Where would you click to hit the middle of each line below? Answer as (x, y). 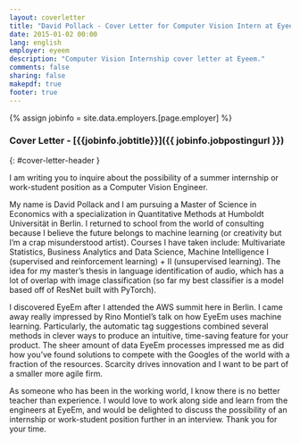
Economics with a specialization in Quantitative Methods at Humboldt (137, 213)
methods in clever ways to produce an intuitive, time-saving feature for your (149, 335)
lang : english (36, 42)
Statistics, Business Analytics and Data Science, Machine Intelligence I (139, 252)
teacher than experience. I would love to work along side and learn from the (149, 400)
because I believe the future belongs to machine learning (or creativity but (146, 232)
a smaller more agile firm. (56, 373)
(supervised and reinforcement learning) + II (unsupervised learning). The (145, 261)
